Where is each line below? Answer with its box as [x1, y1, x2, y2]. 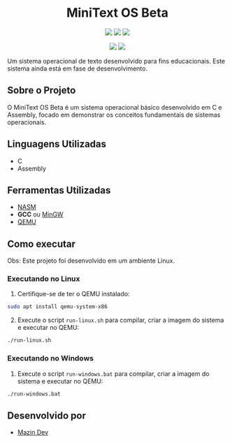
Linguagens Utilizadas [7, 138, 107, 150]
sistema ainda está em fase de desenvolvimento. [7, 64, 148, 73]
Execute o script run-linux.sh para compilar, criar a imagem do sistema [17, 316, 224, 324]
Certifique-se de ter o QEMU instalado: [17, 290, 130, 298]
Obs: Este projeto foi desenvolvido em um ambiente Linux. [7, 256, 175, 265]
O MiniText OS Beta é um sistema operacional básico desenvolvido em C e [7, 103, 222, 111]
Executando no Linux [7, 274, 80, 284]
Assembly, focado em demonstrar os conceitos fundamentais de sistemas [7, 110, 221, 119]
